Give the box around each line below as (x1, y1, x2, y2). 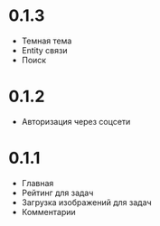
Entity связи (21, 44, 68, 55)
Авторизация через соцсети (21, 116, 131, 127)
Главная (21, 177, 54, 188)
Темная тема (21, 35, 72, 46)
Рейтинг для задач (21, 187, 94, 198)
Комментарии (21, 206, 76, 217)
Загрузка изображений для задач (21, 196, 152, 208)
